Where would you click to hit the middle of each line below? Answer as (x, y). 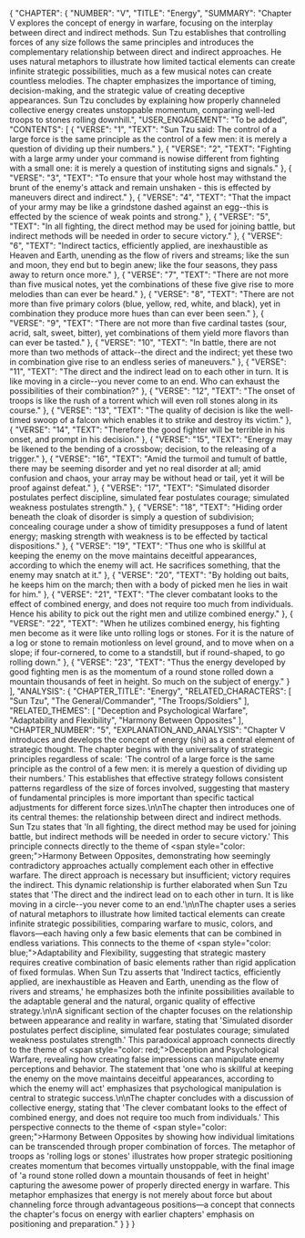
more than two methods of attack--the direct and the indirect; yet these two (151, 352)
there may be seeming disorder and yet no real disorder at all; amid (135, 468)
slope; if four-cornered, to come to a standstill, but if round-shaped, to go (147, 652)
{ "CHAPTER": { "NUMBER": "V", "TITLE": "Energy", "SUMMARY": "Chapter (151, 13)
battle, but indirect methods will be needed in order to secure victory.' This (149, 836)
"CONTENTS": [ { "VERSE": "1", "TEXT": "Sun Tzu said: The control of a (143, 129)
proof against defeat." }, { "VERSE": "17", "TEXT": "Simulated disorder (140, 488)
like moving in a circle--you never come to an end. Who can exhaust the (145, 381)
